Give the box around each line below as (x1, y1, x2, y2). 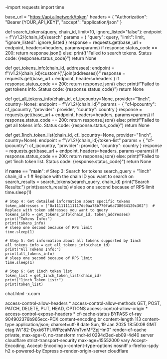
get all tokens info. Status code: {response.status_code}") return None (5, 122, 150, 128)
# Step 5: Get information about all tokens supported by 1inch (5, 238, 142, 243)
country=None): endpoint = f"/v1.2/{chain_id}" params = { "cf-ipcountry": (5, 101, 156, 107)
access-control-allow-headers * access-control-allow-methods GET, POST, (5, 300, 161, 306)
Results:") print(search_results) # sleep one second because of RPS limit (5, 184, 155, 190)
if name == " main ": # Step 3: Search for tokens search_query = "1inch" (5, 168, 152, 174)
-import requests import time (5, 4, 65, 10)
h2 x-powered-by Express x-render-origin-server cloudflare (5, 348, 129, 354)
